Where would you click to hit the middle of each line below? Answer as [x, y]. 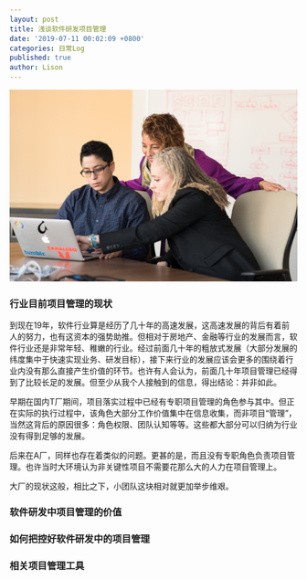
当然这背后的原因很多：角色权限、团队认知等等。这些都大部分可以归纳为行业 [153, 425]
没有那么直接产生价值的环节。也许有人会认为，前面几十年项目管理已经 [157, 371]
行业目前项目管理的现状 [61, 304]
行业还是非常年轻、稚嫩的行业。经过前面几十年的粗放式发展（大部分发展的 [157, 348]
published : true [40, 58]
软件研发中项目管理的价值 [66, 512]
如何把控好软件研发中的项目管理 [80, 539]
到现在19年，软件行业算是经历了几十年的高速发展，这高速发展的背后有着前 [150, 325]
